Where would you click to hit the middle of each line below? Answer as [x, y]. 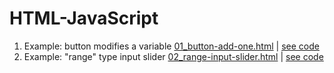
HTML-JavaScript [84, 18]
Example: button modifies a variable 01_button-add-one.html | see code [171, 46]
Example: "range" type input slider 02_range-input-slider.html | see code [173, 56]
